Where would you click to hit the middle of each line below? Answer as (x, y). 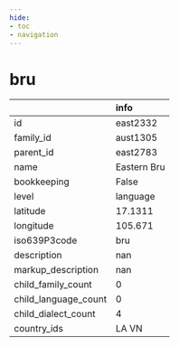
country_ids (38, 329)
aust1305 (137, 138)
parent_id (34, 153)
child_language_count (60, 299)
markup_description (57, 270)
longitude (34, 226)
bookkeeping (42, 182)
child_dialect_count (55, 314)
